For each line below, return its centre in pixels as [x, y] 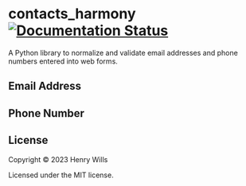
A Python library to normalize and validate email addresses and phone [123, 52]
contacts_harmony [72, 14]
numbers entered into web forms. [63, 61]
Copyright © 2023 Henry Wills [58, 159]
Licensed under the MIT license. [61, 175]
